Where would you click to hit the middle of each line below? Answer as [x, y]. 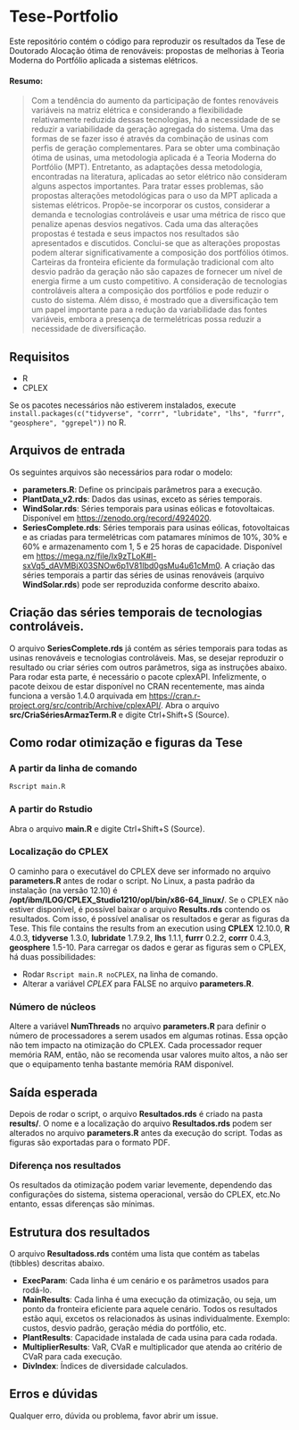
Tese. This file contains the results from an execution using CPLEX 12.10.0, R [149, 928]
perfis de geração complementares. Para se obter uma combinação [155, 148]
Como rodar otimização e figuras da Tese [126, 743]
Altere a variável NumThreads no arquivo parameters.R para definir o [138, 1027]
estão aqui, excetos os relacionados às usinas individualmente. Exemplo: [156, 1319]
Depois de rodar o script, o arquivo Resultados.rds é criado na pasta [136, 1113]
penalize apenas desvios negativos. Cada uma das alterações [145, 224]
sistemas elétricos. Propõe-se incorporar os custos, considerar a [150, 205]
